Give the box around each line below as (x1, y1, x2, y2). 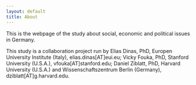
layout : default (6, 8, 46, 15)
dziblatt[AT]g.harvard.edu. (6, 72, 70, 79)
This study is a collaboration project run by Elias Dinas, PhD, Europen (6, 47, 173, 54)
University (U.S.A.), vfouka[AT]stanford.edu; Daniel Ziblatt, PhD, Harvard (6, 59, 181, 67)
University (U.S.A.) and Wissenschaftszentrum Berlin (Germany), (6, 66, 162, 73)
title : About (6, 14, 38, 20)
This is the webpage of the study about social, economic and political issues (6, 30, 190, 37)
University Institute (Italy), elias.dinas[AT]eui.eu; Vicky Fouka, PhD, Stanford (6, 54, 189, 61)
